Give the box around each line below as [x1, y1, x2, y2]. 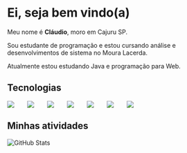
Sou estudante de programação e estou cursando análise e [7, 41, 177, 49]
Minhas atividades [7, 120, 89, 132]
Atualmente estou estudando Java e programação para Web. [7, 62, 181, 70]
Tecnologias [7, 82, 62, 94]
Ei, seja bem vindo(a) [7, 5, 130, 21]
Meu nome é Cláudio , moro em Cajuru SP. [7, 28, 128, 36]
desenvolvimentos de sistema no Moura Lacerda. [7, 48, 148, 57]
